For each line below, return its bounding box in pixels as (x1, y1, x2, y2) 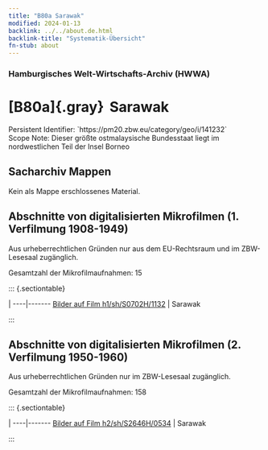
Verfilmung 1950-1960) (8, 351, 129, 364)
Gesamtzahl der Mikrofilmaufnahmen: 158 (8, 387, 147, 397)
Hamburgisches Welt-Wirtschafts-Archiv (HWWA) (8, 68, 211, 80)
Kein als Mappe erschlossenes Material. (8, 186, 141, 196)
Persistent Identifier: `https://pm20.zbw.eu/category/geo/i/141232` (8, 124, 228, 134)
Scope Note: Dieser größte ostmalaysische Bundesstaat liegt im (8, 133, 220, 142)
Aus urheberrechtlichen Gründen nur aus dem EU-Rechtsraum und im (8, 243, 240, 254)
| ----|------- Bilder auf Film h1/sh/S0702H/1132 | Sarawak (8, 299, 201, 308)
